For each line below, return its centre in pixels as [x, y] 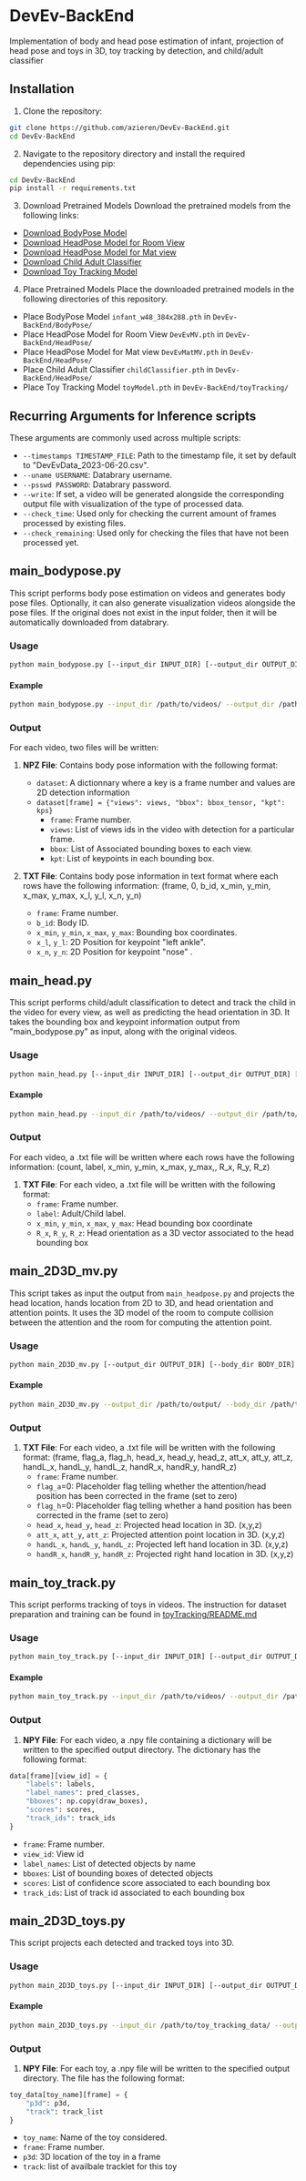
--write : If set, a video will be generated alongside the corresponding [153, 494]
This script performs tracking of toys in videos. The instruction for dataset [148, 1605]
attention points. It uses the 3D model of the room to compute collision [142, 1312]
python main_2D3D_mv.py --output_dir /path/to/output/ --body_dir [138, 1404]
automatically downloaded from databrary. [89, 622]
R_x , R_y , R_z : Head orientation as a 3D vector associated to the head [165, 1233]
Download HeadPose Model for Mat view [100, 252]
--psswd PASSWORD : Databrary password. [97, 484]
